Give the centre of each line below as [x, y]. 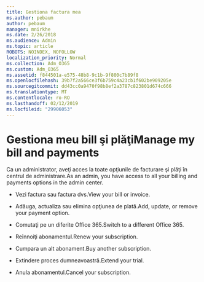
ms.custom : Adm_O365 [33, 69]
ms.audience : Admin [31, 41]
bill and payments [53, 153]
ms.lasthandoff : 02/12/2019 [42, 103]
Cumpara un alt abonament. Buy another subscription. [83, 249]
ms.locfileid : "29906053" [39, 109]
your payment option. [42, 213]
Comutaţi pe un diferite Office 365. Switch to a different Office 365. [100, 225]
